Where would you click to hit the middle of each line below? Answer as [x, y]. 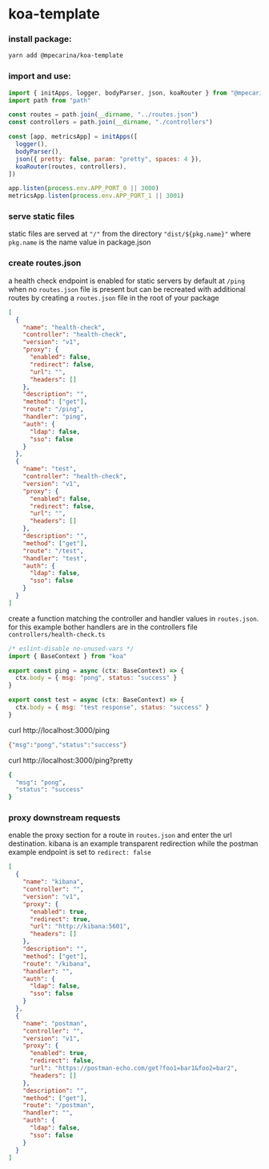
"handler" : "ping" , [55, 417]
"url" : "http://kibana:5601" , [80, 927]
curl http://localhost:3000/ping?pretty [71, 760]
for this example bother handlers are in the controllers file [103, 627]
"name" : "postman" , [55, 1023]
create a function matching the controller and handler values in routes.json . [134, 618]
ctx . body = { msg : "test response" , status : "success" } [112, 707]
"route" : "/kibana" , [57, 964]
